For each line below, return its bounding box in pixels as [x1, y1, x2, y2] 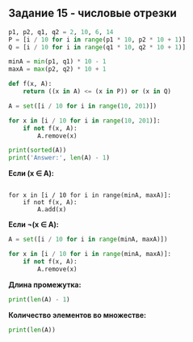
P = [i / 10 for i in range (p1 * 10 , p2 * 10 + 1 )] [8, 36, 187, 44]
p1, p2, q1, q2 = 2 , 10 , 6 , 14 [8, 28, 114, 36]
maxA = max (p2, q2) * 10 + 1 [8, 65, 107, 74]
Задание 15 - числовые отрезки [8, 6, 178, 20]
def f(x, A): [8, 80, 52, 88]
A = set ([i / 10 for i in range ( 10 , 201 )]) [8, 101, 157, 110]
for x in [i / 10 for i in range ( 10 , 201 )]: [8, 117, 161, 125]
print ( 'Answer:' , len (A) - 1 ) [8, 154, 111, 162]
